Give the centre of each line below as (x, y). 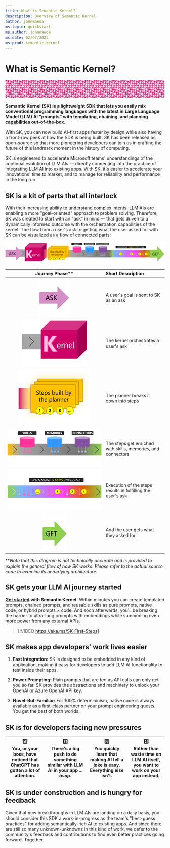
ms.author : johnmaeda (28, 32)
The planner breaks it (128, 395)
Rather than (146, 748)
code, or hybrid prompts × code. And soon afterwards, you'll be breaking (81, 610)
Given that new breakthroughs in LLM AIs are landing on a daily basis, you (82, 812)
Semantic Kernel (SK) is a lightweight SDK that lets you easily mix (76, 106)
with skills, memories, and (132, 449)
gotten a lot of (25, 770)
